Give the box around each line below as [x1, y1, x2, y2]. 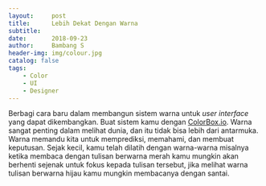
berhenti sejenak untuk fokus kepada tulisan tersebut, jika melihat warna [8, 160, 248, 170]
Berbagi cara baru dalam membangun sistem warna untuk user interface [8, 109, 249, 118]
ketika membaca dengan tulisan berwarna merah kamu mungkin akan [8, 151, 239, 161]
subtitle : [8, 27, 42, 35]
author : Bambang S [8, 42, 84, 50]
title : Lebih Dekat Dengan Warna [8, 19, 138, 27]
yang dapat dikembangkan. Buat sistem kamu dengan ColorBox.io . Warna [8, 118, 252, 127]
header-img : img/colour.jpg [8, 49, 103, 57]
